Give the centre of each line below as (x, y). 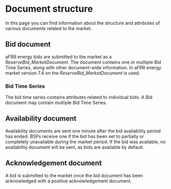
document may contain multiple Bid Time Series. (56, 103)
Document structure (49, 9)
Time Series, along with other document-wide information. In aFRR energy (83, 67)
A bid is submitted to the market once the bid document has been (74, 175)
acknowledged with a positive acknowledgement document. (68, 181)
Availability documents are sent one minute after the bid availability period (83, 131)
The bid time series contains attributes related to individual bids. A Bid (79, 97)
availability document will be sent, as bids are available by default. (75, 147)
